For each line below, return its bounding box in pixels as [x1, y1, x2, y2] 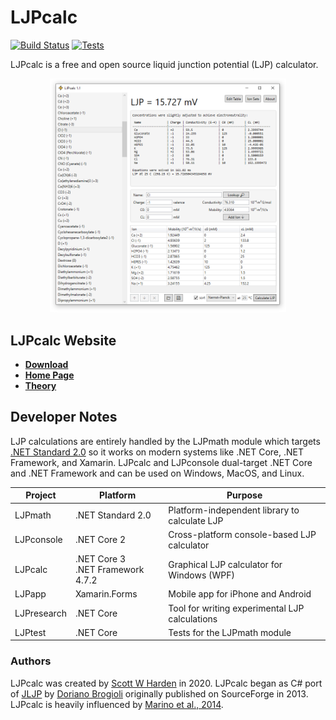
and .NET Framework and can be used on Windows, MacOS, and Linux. [10, 467, 305, 479]
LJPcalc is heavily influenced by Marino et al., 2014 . [10, 698, 224, 710]
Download [24, 359, 69, 371]
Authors [10, 654, 52, 668]
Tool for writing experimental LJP [168, 602, 305, 614]
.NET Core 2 [74, 534, 127, 546]
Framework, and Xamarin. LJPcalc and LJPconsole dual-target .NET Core [10, 456, 313, 468]
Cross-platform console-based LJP [168, 528, 317, 540]
